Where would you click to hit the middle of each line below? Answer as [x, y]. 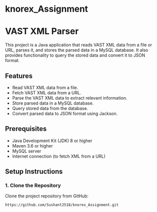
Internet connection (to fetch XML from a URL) [59, 156]
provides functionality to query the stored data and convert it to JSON [75, 55]
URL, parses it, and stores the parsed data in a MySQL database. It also [77, 50]
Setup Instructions [34, 172]
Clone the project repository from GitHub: [47, 196]
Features [19, 76]
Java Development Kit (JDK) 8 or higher [52, 141]
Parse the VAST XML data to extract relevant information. [70, 98]
